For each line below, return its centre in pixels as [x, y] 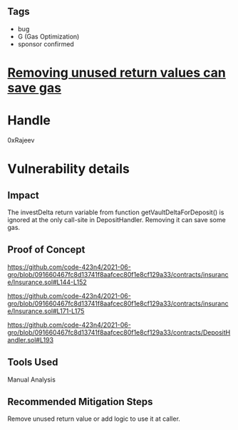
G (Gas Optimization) [48, 36]
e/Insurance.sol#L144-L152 [47, 282]
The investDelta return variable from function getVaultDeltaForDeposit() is [116, 212]
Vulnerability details [68, 169]
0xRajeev [21, 140]
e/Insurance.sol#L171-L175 [46, 311]
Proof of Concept [46, 250]
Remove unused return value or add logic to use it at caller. [94, 419]
